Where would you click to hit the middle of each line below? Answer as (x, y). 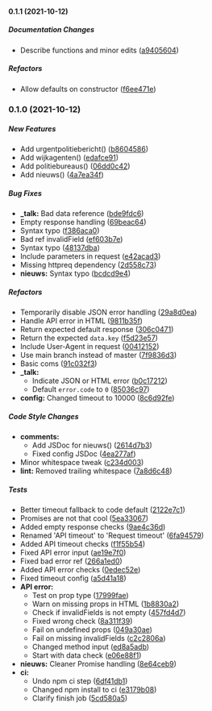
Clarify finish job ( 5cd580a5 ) (80, 698)
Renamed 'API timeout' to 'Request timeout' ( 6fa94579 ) (112, 535)
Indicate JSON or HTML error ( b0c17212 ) (100, 381)
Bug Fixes (25, 193)
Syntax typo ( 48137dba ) (60, 248)
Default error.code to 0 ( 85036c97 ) (91, 389)
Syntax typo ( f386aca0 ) (60, 231)
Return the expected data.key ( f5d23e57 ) (89, 338)
